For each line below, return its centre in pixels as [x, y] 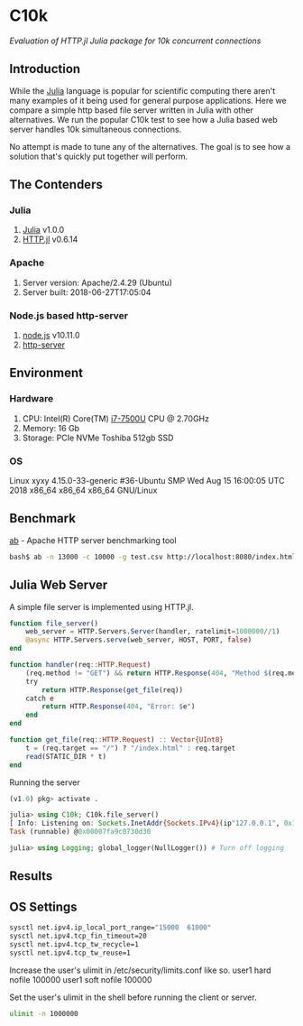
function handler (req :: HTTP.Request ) [80, 665]
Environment [46, 373]
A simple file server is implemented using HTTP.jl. [101, 606]
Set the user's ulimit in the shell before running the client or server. [133, 997]
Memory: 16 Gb [50, 428]
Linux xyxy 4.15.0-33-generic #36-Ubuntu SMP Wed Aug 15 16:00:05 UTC [147, 481]
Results [31, 876]
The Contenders [56, 185]
